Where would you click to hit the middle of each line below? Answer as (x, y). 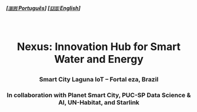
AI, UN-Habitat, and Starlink (99, 103)
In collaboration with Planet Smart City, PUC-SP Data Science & (99, 95)
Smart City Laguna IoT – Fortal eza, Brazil (99, 80)
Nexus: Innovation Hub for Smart (99, 47)
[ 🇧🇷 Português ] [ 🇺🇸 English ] (44, 8)
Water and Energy (99, 60)
